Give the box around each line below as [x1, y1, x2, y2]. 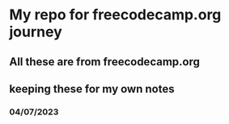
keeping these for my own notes [9, 82, 175, 96]
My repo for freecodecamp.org [9, 6, 222, 24]
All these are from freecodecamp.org [9, 55, 201, 68]
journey [9, 23, 63, 41]
